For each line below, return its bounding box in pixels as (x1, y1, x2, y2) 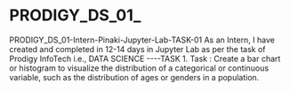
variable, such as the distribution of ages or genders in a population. (9, 72, 260, 82)
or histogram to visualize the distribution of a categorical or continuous (9, 63, 270, 73)
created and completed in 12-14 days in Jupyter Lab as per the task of (9, 43, 266, 54)
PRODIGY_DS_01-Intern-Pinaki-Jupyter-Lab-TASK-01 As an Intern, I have (9, 34, 276, 45)
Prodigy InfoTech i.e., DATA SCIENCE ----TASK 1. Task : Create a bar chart (9, 53, 281, 64)
